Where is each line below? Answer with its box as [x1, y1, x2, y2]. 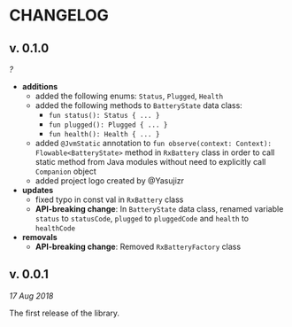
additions [21, 82, 58, 91]
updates [21, 185, 54, 195]
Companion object [35, 166, 97, 176]
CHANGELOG [9, 5, 109, 26]
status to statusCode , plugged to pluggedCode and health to [35, 214, 250, 223]
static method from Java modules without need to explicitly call [35, 157, 266, 167]
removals [21, 232, 58, 242]
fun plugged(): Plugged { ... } [48, 121, 168, 129]
